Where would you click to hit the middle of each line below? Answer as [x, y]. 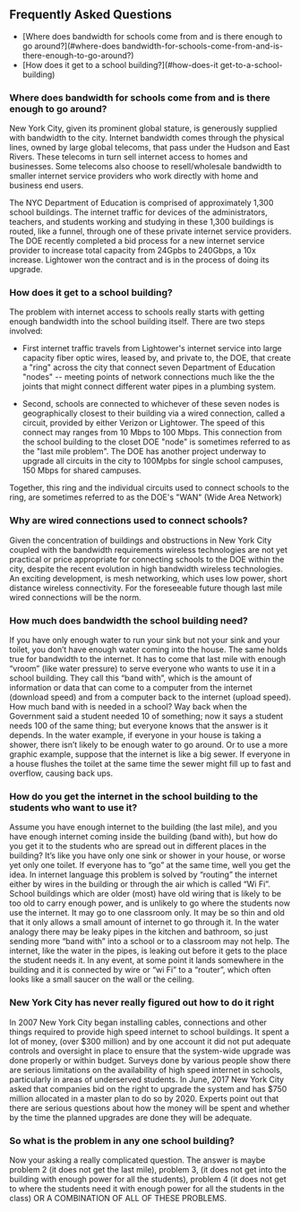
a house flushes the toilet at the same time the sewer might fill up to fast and [150, 764]
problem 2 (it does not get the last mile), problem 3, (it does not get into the [148, 1169]
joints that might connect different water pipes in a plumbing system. [149, 387]
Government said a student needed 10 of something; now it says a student [146, 716]
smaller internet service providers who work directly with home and [134, 176]
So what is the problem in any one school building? [122, 1140]
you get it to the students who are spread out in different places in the [138, 847]
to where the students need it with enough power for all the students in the [147, 1188]
